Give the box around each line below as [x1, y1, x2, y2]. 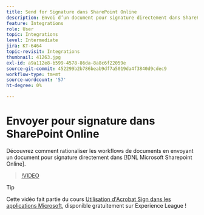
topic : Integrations [6, 32, 59, 38]
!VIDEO [21, 172, 39, 179]
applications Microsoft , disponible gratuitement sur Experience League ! [6, 202, 187, 209]
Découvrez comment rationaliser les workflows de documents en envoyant [6, 147, 194, 154]
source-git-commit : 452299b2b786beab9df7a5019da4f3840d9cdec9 [6, 65, 167, 72]
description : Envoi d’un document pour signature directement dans [6, 15, 181, 21]
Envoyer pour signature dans [6, 114, 155, 128]
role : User [6, 26, 34, 32]
